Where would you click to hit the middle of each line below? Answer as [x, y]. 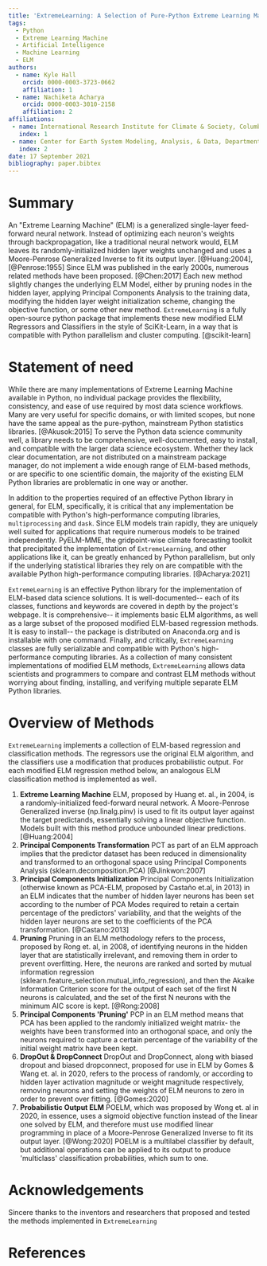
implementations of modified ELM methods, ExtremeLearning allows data [127, 665]
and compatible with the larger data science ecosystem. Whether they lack [131, 448]
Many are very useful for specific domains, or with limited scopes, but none [132, 414]
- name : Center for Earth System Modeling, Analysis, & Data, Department [136, 141]
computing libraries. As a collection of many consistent [143, 657]
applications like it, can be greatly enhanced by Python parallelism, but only [132, 557]
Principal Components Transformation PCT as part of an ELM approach [139, 845]
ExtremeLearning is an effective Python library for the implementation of [125, 589]
